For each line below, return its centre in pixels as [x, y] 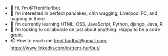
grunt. [16, 35]
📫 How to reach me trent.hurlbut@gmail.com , [59, 40]
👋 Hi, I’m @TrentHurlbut [35, 8]
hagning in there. [28, 19]
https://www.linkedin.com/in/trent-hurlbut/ [55, 48]
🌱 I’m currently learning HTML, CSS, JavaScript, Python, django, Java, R [86, 24]
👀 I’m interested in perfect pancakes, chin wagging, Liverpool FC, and [84, 13]
